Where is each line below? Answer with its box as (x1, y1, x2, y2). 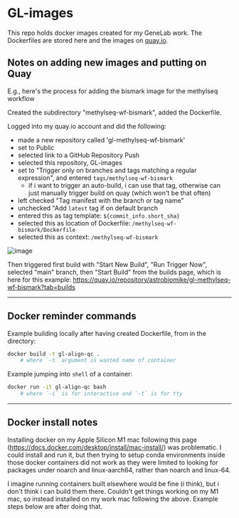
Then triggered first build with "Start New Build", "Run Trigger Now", (7, 260, 208, 268)
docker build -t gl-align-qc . (7, 350, 100, 357)
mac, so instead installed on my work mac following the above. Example (7, 495, 218, 503)
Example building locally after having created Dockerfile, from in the (7, 329, 206, 337)
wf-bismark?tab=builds (7, 282, 76, 291)
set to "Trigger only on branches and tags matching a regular (17, 166, 197, 174)
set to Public (17, 143, 55, 152)
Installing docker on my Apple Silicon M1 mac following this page (7, 435, 198, 444)
